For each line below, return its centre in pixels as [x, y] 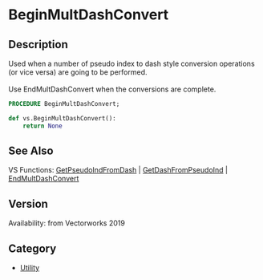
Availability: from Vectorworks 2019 [67, 223]
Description [38, 45]
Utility [30, 268]
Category [32, 248]
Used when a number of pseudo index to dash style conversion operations [131, 63]
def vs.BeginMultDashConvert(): [62, 118]
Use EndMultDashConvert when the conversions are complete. [112, 89]
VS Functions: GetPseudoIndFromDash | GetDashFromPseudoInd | [118, 170]
